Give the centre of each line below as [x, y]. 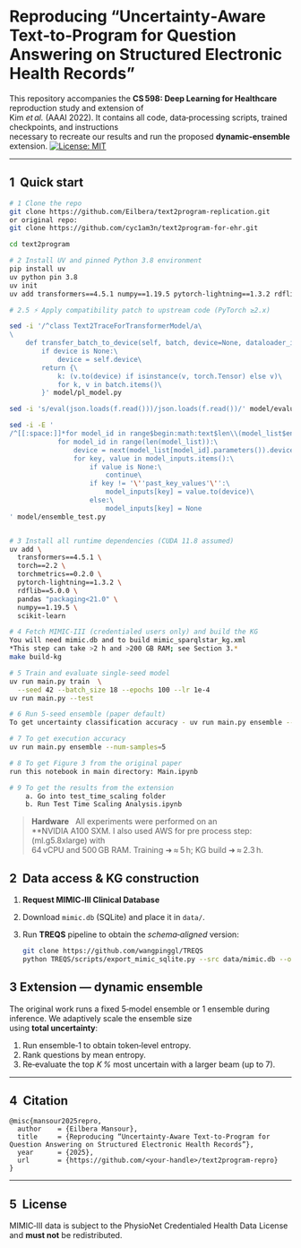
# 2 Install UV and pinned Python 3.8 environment [106, 261]
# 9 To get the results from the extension [92, 788]
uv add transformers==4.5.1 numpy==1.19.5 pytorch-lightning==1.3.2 [140, 294]
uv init [24, 285]
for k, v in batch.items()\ [110, 384]
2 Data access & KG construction [104, 878]
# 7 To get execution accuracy [68, 739]
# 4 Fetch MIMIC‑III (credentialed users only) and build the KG [133, 632]
